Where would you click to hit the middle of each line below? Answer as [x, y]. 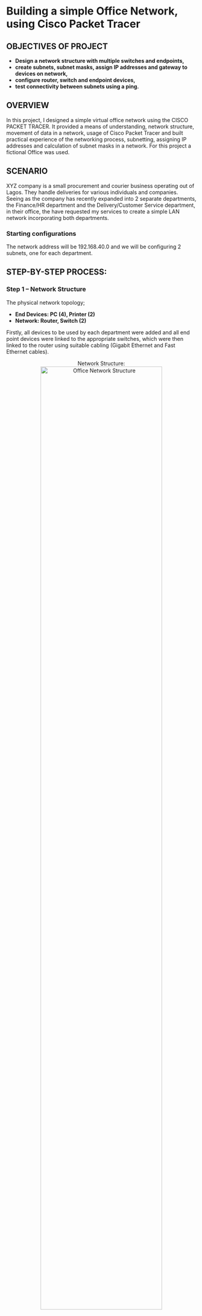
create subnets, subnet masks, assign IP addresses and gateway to [101, 67]
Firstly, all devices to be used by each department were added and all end [98, 332]
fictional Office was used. [38, 152]
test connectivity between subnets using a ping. [77, 86]
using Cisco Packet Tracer [73, 24]
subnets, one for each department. [49, 253]
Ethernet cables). [28, 351]
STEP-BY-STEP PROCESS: [57, 272]
